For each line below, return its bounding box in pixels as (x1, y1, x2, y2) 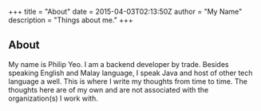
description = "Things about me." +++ (8, 15, 133, 25)
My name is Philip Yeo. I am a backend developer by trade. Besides (8, 59, 229, 69)
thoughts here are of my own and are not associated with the (8, 85, 209, 94)
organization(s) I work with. (8, 93, 98, 103)
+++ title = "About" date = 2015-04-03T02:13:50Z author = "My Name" (8, 7, 243, 16)
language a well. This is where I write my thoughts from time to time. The (8, 76, 247, 86)
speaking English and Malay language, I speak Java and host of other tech (8, 68, 253, 77)
